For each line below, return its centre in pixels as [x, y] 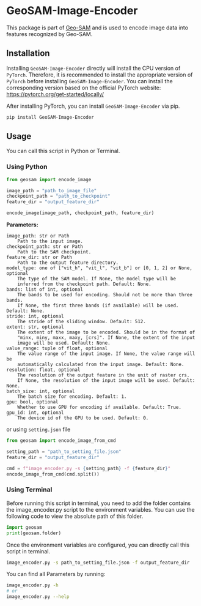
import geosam [24, 527]
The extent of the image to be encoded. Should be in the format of [106, 332]
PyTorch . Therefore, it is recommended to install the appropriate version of [100, 75]
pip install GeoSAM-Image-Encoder [50, 117]
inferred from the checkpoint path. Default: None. [84, 284]
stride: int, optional [35, 316]
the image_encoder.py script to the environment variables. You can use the [100, 509]
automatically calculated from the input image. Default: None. [101, 365]
